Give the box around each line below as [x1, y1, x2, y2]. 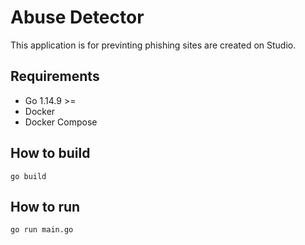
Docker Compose [24, 116, 98, 128]
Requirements [10, 68, 100, 85]
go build [10, 171, 47, 181]
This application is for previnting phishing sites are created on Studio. [10, 39, 297, 51]
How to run [10, 198, 81, 215]
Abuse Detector [10, 6, 145, 29]
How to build [10, 145, 91, 162]
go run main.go [10, 225, 74, 235]
